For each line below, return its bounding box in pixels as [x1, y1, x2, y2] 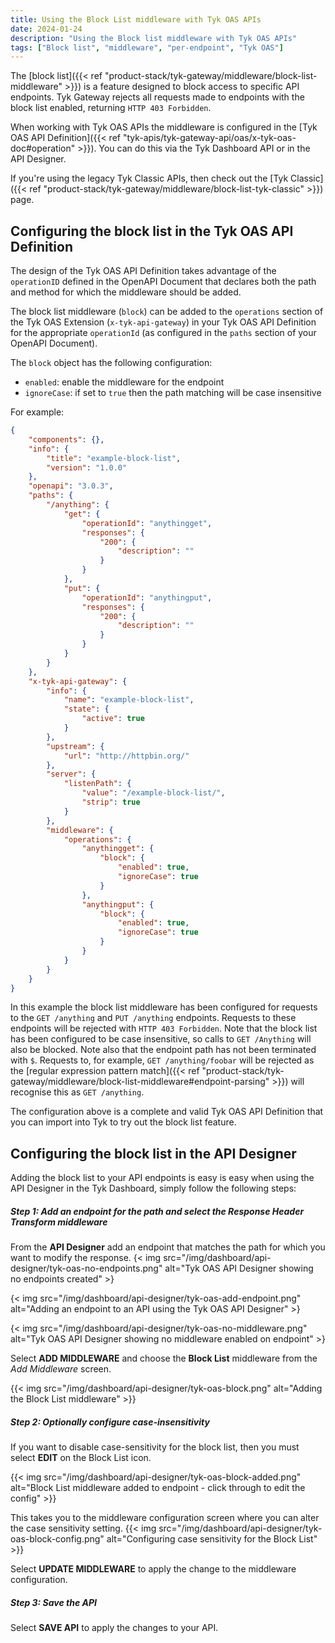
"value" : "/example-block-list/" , [81, 788, 226, 798]
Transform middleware [10, 1216, 108, 1228]
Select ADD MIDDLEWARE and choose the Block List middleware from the [10, 1352, 318, 1365]
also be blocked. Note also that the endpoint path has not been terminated [10, 1044, 317, 1056]
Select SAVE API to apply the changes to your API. [10, 1622, 219, 1634]
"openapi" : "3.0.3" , [28, 481, 114, 491]
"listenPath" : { [63, 779, 132, 789]
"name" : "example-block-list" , [63, 695, 195, 705]
